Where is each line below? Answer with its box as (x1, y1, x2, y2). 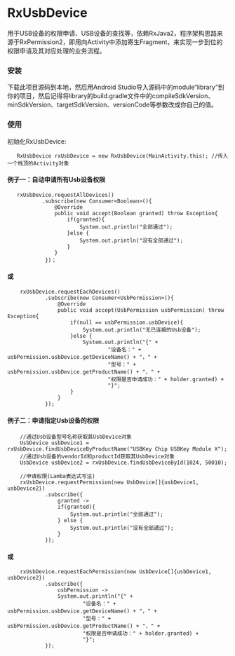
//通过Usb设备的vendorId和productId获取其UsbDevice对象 (20, 453, 175, 460)
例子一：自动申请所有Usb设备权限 (7, 175, 105, 184)
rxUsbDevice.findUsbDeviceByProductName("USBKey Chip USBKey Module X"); (7, 446, 228, 453)
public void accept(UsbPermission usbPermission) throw (57, 306, 224, 313)
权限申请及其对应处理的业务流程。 (7, 46, 106, 55)
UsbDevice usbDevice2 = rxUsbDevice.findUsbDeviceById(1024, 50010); (20, 459, 228, 467)
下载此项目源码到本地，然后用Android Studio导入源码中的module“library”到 (7, 83, 224, 92)
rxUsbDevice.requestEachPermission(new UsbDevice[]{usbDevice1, (20, 568, 212, 575)
